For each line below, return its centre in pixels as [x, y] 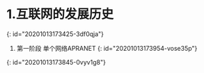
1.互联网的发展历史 [60, 14]
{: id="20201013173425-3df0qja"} [55, 34]
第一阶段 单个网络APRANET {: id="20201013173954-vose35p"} [107, 48]
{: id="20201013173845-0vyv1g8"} [56, 62]
